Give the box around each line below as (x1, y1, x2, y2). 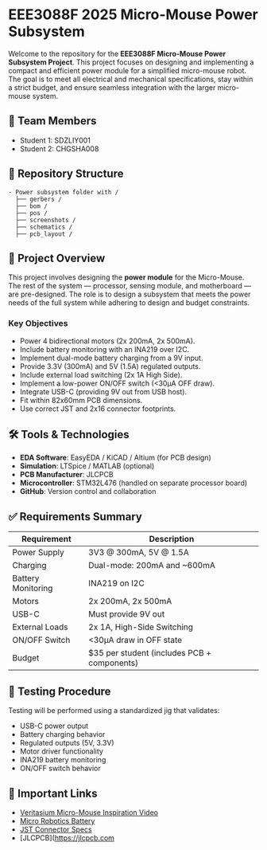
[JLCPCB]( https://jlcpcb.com (19, 832, 115, 842)
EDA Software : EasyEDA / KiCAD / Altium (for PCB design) (19, 452, 212, 463)
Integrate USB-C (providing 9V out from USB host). (19, 386, 188, 396)
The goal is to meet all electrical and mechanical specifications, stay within (8, 74, 253, 84)
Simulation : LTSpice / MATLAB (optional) (19, 461, 155, 471)
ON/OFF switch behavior (19, 763, 101, 774)
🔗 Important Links (8, 786, 98, 800)
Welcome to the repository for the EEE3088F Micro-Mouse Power (8, 49, 226, 58)
